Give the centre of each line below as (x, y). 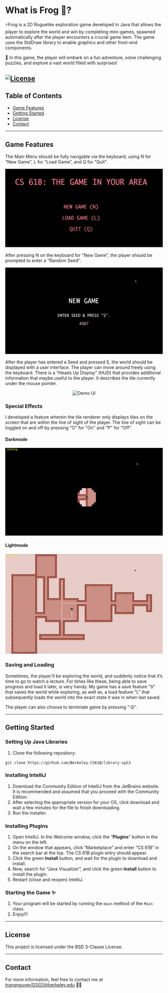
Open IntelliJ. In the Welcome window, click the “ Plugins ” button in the (85, 837)
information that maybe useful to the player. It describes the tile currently (80, 378)
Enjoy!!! (20, 914)
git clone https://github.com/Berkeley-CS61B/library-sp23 (68, 763)
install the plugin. (30, 874)
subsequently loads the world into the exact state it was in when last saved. (83, 697)
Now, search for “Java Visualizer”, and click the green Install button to (84, 869)
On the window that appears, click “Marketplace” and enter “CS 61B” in (85, 848)
